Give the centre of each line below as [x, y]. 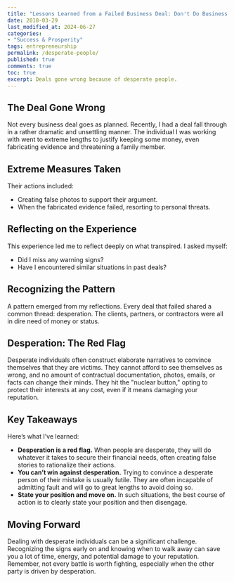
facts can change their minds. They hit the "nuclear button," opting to [108, 382]
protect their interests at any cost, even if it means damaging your [103, 390]
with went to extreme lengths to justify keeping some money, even [103, 140]
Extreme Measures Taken [64, 169]
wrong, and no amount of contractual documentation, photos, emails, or [111, 375]
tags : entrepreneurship [42, 46]
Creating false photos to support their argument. [87, 200]
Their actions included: [40, 186]
